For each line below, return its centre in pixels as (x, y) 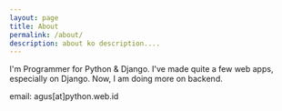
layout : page (34, 18)
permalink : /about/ (46, 35)
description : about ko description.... (85, 43)
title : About (34, 26)
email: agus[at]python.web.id (64, 96)
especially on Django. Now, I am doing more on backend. (116, 79)
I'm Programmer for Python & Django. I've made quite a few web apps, (141, 69)
